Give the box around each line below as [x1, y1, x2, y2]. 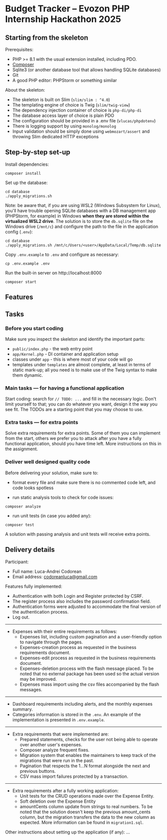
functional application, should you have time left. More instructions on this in [5, 441, 162, 447]
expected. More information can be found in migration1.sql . [19, 819, 144, 825]
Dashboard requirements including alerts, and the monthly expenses [12, 701, 153, 707]
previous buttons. [19, 768, 56, 774]
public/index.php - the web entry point [12, 345, 93, 351]
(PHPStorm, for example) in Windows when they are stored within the [5, 212, 150, 219]
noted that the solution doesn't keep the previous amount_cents [19, 809, 151, 815]
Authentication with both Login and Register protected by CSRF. [12, 593, 144, 599]
